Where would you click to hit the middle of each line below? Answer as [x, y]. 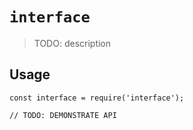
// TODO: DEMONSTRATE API [63, 115]
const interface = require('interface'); [97, 98]
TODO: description [72, 43]
